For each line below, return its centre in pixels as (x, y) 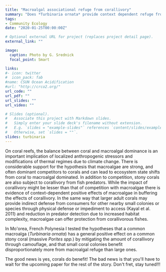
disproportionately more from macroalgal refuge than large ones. (71, 249)
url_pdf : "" (17, 96)
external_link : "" (24, 42)
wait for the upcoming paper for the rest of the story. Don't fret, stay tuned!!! (83, 264)
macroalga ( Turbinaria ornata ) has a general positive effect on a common (80, 234)
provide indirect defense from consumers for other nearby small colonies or (82, 203)
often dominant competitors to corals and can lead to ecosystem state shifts (83, 172)
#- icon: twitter (23, 73)
